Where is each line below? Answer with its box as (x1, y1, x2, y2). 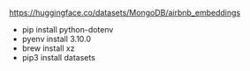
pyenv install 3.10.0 (21, 34, 91, 44)
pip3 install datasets (21, 53, 95, 62)
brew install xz (21, 43, 75, 53)
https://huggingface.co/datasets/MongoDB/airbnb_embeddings (9, 8, 241, 18)
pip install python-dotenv (21, 25, 114, 34)
